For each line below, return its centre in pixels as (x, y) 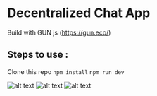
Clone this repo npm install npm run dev (66, 71)
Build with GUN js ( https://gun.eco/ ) (59, 32)
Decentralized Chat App (79, 13)
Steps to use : (38, 55)
